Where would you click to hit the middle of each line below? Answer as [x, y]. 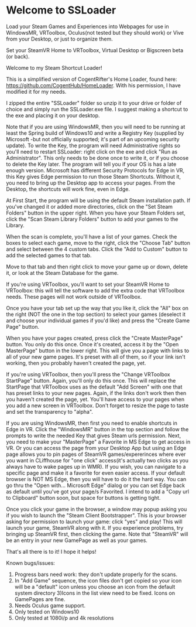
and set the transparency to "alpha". [50, 411]
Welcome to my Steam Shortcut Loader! [54, 67]
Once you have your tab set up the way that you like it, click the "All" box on [97, 308]
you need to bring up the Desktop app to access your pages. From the [91, 183]
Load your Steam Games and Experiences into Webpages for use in [87, 26]
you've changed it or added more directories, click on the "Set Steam [90, 206]
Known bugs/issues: [31, 563]
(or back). [18, 56]
